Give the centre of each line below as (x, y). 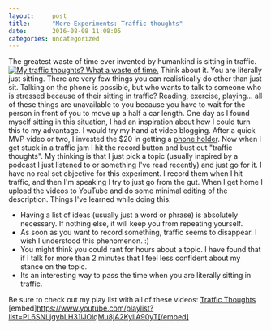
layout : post (38, 16)
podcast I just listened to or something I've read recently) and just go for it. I (135, 165)
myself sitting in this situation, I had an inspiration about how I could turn (129, 122)
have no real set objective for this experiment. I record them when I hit (126, 174)
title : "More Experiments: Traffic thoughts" (96, 24)
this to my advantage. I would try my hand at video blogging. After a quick (132, 131)
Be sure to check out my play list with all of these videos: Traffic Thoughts (132, 300)
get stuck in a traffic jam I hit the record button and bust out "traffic (120, 148)
